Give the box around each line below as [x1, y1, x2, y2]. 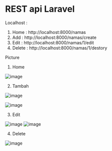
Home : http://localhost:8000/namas [12, 29, 86, 35]
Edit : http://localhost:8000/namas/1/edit [12, 39, 94, 45]
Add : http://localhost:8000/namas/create [12, 34, 97, 40]
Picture [5, 54, 20, 60]
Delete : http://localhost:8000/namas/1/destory [12, 45, 108, 51]
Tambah [12, 83, 29, 89]
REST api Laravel [5, 3, 75, 15]
